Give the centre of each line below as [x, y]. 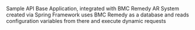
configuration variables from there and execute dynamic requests [86, 21]
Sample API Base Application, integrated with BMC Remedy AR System [93, 9]
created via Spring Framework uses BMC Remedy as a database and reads [98, 15]
